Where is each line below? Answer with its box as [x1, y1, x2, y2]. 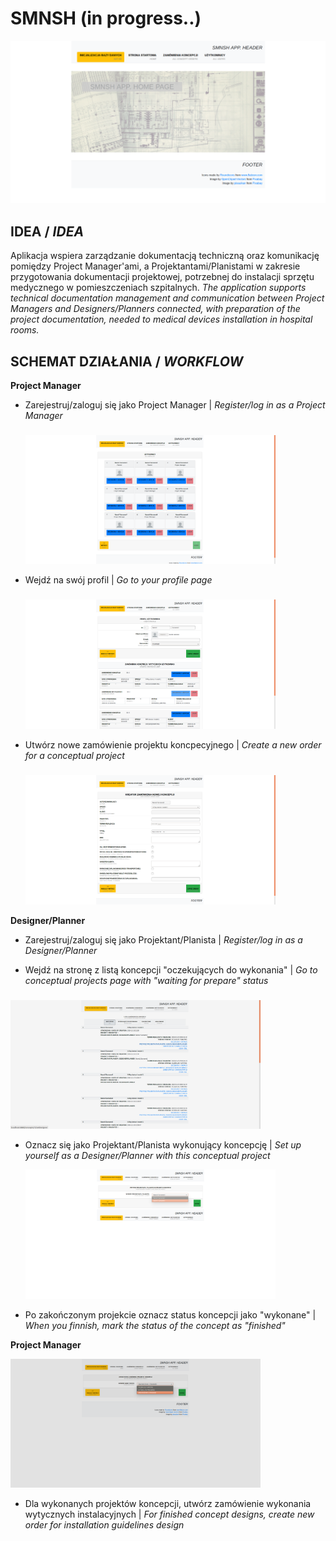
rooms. [10, 324, 40, 336]
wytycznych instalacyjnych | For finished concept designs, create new [24, 1508, 315, 1521]
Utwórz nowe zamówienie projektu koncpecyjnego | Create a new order [24, 739, 322, 751]
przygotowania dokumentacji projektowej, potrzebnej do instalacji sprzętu [10, 271, 315, 283]
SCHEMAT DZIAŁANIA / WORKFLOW [10, 353, 244, 370]
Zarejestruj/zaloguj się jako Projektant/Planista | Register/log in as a [24, 933, 303, 946]
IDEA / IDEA [10, 223, 85, 240]
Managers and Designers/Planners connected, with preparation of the [10, 303, 301, 315]
